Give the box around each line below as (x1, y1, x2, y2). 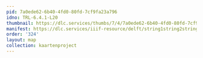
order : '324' (6, 31, 39, 37)
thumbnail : (6, 20, 34, 26)
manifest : (6, 25, 31, 32)
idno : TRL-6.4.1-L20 (6, 14, 59, 21)
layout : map (6, 37, 36, 43)
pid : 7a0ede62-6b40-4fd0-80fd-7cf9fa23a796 (6, 8, 118, 15)
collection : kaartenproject (6, 43, 77, 49)
